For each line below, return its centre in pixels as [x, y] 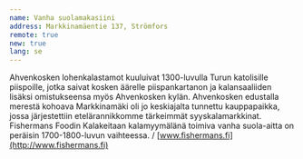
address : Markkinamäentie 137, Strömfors [89, 26]
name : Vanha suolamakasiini [63, 18]
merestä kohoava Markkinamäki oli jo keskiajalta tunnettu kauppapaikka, [145, 106]
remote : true [34, 35]
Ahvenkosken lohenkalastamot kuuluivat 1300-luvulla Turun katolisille [139, 77]
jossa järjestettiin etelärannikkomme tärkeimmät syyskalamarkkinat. [136, 116]
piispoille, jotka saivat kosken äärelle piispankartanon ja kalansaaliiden [141, 87]
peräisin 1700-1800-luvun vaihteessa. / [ [85, 135]
